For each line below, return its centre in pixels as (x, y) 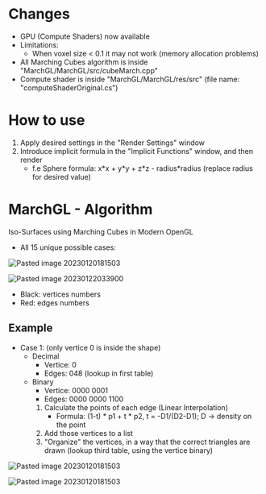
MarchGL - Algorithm (81, 210)
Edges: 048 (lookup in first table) (99, 373)
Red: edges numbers (55, 302)
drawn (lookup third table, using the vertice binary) (129, 450)
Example (31, 328)
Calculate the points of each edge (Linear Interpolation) (136, 407)
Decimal (46, 356)
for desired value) (61, 176)
